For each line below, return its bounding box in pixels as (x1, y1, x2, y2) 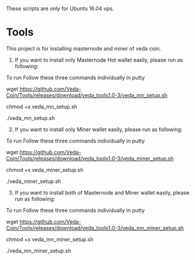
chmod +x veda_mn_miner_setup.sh (6, 235, 94, 243)
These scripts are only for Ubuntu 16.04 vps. (6, 5, 114, 12)
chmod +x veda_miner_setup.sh (6, 166, 84, 173)
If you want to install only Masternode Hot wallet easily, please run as (14, 56, 183, 64)
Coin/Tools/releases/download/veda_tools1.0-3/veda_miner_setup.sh (6, 155, 174, 162)
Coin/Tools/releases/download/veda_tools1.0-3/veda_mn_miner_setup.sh (6, 224, 184, 231)
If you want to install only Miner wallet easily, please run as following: (14, 126, 183, 133)
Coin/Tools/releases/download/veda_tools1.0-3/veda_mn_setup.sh (6, 91, 168, 99)
